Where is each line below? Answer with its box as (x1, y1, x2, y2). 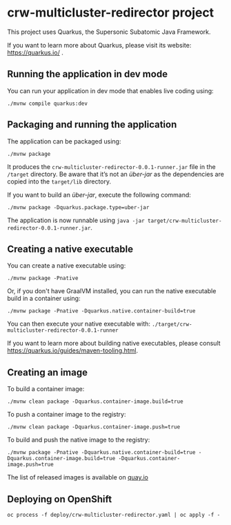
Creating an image (7, 366, 88, 378)
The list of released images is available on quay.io (7, 473, 148, 482)
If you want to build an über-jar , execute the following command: (7, 190, 192, 199)
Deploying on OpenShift (7, 493, 112, 505)
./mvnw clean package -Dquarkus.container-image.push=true (7, 424, 181, 430)
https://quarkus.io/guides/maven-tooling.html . (7, 346, 139, 355)
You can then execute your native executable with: (7, 319, 150, 328)
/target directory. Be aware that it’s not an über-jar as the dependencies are (7, 170, 224, 178)
